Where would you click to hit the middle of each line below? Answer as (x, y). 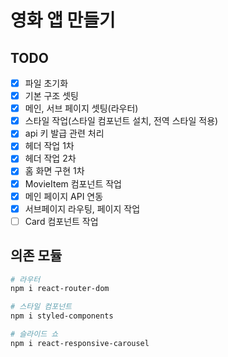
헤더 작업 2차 (50, 158)
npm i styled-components (62, 316)
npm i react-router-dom (60, 289)
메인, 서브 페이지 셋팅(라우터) (81, 108)
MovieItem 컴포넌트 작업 (73, 183)
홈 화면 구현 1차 (54, 171)
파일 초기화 (46, 83)
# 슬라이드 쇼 (34, 334)
